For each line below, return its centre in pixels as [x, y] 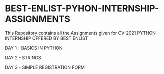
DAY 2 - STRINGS [23, 57]
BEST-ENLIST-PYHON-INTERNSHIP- [82, 9]
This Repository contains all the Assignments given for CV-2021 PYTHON [81, 33]
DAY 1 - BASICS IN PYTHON [34, 48]
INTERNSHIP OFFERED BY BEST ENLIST [47, 38]
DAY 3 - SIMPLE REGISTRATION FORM [45, 67]
